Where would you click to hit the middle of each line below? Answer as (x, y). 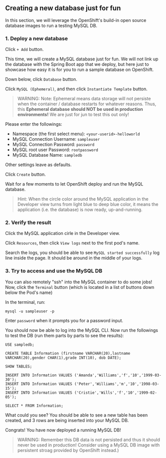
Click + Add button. (24, 49)
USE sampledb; (20, 344)
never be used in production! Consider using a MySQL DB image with (88, 445)
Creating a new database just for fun (63, 8)
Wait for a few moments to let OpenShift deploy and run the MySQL (74, 184)
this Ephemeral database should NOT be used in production (80, 109)
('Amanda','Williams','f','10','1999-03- (118, 375)
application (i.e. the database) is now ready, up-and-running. (80, 210)
